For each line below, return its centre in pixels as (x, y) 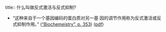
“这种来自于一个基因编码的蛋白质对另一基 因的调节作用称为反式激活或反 (87, 18)
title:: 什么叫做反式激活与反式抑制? (41, 7)
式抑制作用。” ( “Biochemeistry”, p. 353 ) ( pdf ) (58, 24)
